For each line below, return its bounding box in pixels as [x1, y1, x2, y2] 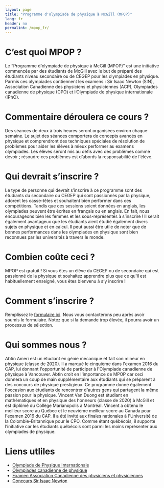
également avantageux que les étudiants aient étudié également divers [5, 218, 148, 224]
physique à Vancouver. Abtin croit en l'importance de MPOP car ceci [5, 371, 143, 377]
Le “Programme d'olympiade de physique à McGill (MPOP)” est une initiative [5, 63, 159, 69]
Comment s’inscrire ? [5, 295, 94, 307]
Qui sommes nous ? [5, 340, 87, 350]
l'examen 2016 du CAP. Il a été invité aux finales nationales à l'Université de [5, 413, 158, 419]
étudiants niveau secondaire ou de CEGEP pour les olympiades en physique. [5, 73, 160, 79]
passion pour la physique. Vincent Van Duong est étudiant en [5, 392, 129, 398]
